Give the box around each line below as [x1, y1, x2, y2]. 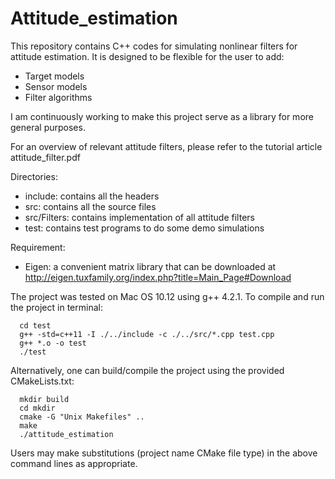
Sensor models [24, 80, 88, 92]
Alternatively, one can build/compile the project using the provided [10, 364, 285, 376]
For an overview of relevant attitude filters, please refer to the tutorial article [10, 140, 323, 152]
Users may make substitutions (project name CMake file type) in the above [10, 447, 318, 459]
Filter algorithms [24, 91, 93, 103]
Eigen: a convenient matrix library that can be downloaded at [24, 260, 277, 272]
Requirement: [10, 241, 66, 253]
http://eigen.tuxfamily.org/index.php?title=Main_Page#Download [24, 271, 292, 283]
